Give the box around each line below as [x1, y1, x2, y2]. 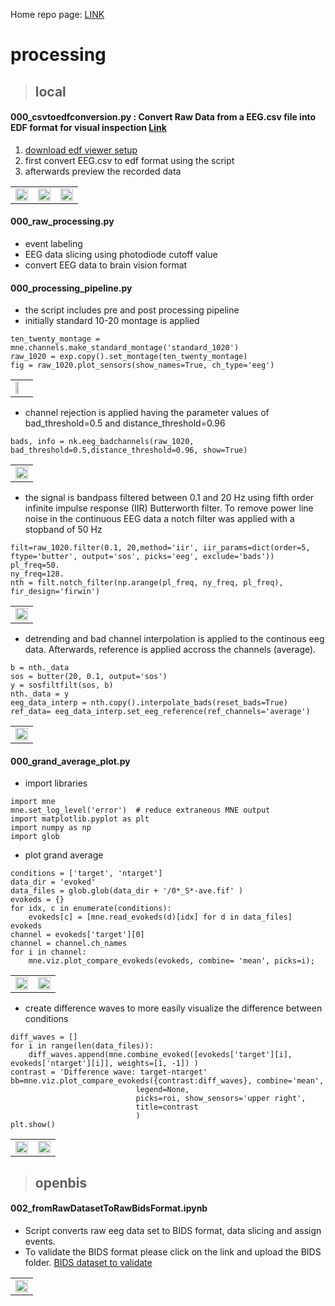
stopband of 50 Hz [24, 524, 103, 536]
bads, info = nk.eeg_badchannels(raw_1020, [10, 437, 195, 447]
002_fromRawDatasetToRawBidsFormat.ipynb [10, 1202, 208, 1214]
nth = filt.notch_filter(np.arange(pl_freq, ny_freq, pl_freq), [10, 578, 284, 588]
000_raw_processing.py [10, 215, 115, 228]
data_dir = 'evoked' [10, 877, 97, 888]
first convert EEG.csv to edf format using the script [24, 154, 235, 166]
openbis [34, 1174, 88, 1191]
